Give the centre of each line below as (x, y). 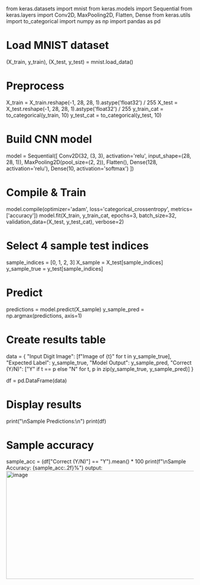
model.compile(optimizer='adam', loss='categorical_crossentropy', (88, 209)
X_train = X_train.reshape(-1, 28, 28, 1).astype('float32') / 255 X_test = (92, 102)
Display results (44, 404)
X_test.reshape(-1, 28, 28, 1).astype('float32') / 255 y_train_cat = (85, 109)
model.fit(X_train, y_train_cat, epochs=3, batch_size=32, (108, 215)
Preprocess (35, 86)
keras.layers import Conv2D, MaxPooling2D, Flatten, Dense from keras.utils (99, 15)
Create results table (56, 340)
